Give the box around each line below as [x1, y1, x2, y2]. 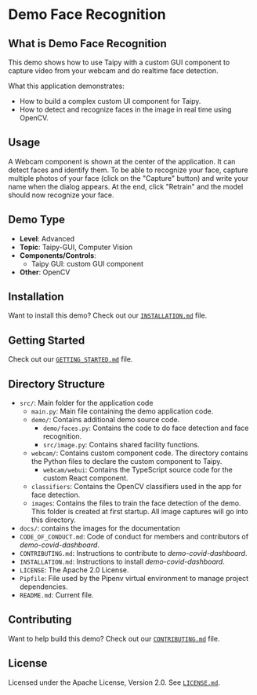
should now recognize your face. [8, 190, 115, 200]
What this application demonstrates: [8, 81, 125, 90]
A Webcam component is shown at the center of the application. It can [8, 156, 236, 166]
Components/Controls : [19, 250, 96, 260]
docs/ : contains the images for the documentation [19, 524, 180, 533]
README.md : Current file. [19, 590, 94, 600]
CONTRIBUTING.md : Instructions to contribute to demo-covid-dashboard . [19, 549, 248, 558]
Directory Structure [8, 377, 106, 391]
